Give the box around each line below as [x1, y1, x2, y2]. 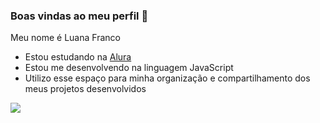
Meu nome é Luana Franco [10, 32, 121, 44]
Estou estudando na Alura [24, 51, 132, 63]
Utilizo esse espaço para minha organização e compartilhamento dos [24, 72, 311, 84]
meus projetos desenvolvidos [24, 83, 147, 95]
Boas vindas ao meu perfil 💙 [10, 9, 149, 23]
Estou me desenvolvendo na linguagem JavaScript [24, 62, 234, 74]
